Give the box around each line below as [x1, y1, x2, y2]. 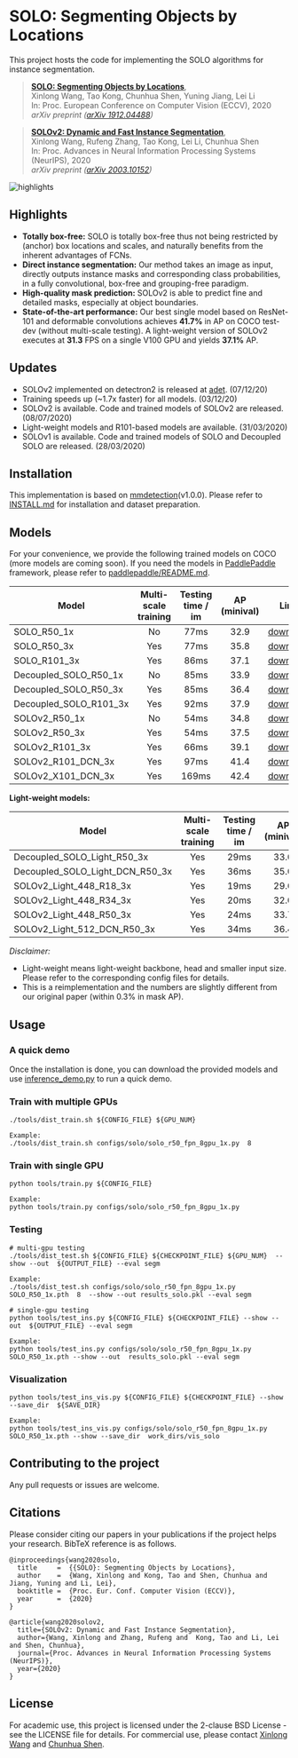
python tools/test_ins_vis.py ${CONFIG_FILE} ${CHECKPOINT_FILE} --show [9, 1393, 284, 1402]
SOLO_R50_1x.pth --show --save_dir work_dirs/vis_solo [9, 1432, 220, 1441]
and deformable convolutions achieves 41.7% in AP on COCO [35, 315, 261, 326]
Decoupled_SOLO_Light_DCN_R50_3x [13, 866, 173, 878]
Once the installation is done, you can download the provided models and [9, 1064, 278, 1074]
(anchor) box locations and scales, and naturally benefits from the [21, 240, 263, 250]
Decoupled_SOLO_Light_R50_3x [13, 851, 149, 863]
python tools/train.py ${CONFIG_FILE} [9, 1179, 153, 1189]
